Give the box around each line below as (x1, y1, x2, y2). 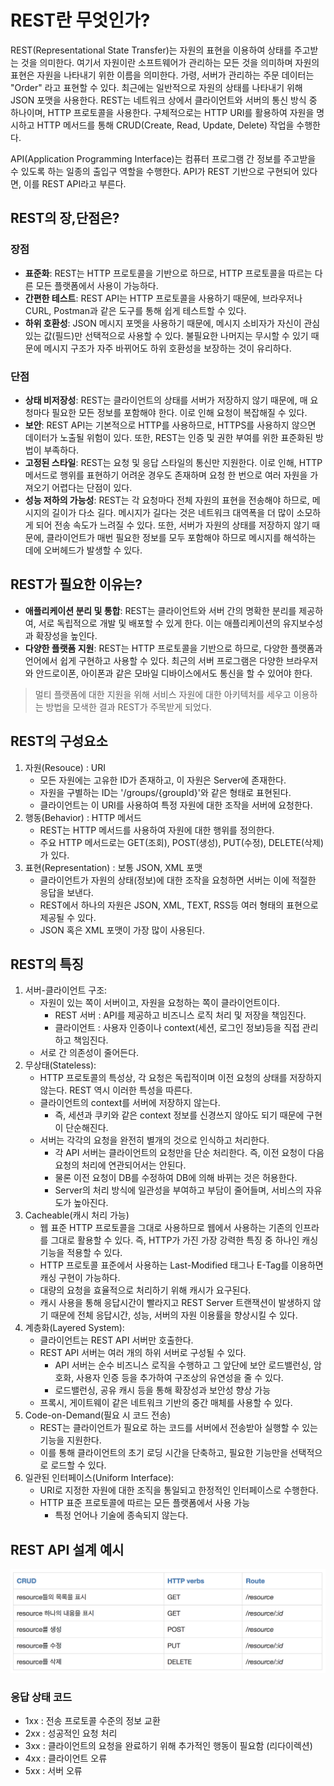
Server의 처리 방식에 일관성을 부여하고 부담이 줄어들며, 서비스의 (54, 1184, 304, 1196)
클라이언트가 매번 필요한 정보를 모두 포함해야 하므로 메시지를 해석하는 (46, 531, 317, 543)
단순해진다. (65, 1122, 109, 1134)
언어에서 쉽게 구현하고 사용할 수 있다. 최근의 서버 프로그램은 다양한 (24, 654, 284, 666)
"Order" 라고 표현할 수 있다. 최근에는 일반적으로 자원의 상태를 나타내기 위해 (10, 81, 303, 93)
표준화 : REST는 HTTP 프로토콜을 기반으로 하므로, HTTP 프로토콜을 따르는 (24, 267, 313, 279)
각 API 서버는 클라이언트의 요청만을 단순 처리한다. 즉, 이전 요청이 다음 (54, 1147, 325, 1159)
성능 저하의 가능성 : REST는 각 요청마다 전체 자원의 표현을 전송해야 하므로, (24, 494, 310, 506)
